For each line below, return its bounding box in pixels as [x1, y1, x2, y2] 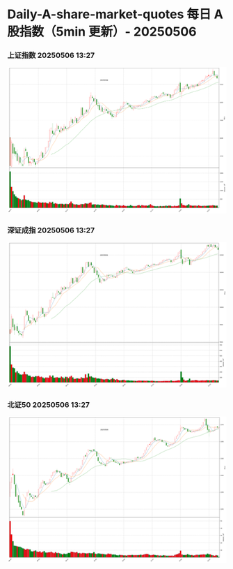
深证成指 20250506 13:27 [7, 225, 95, 235]
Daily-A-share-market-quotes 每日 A [7, 6, 224, 22]
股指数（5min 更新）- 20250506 [7, 24, 197, 40]
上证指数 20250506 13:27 [7, 50, 95, 60]
